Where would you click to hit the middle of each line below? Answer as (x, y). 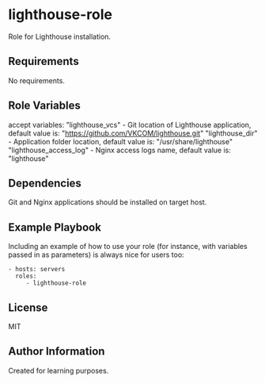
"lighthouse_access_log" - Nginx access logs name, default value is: (120, 150)
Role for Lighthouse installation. (60, 36)
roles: (26, 276)
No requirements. (37, 80)
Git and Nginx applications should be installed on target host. (108, 202)
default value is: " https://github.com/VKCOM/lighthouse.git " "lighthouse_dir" (133, 133)
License (28, 307)
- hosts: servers (37, 270)
